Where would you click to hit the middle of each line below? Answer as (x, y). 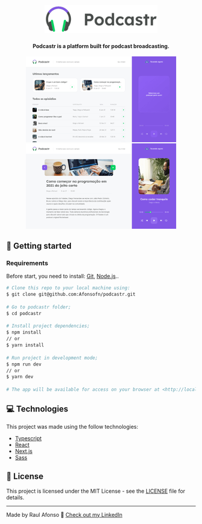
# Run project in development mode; (52, 358)
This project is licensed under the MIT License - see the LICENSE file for (96, 491)
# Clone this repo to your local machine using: (68, 288)
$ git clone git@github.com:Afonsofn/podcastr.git (71, 295)
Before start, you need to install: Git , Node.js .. (63, 276)
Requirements (27, 263)
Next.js (24, 451)
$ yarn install (25, 345)
